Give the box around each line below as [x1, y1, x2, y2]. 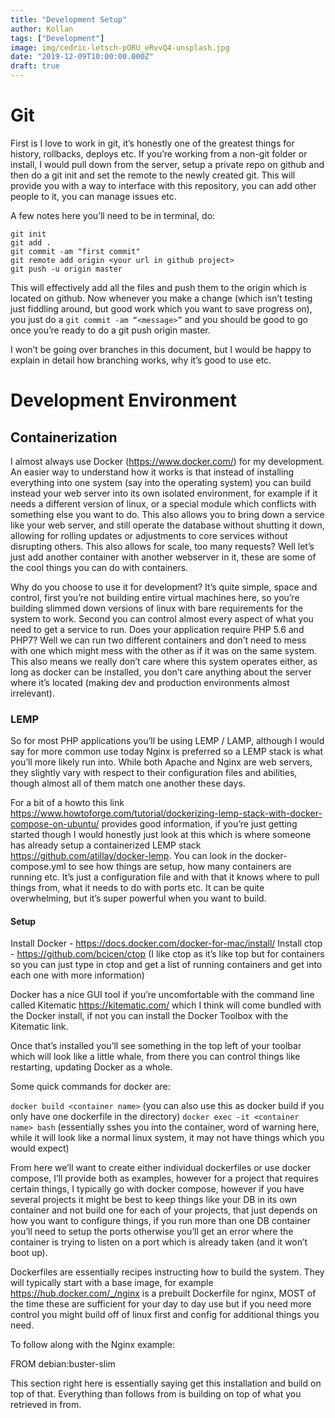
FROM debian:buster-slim [10, 1358, 116, 1370]
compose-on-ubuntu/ [10, 818, 100, 830]
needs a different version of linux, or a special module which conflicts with [10, 497, 317, 510]
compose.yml [10, 861, 67, 873]
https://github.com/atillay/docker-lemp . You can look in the [10, 850, 253, 862]
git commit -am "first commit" [10, 246, 141, 256]
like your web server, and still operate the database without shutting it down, [10, 519, 325, 531]
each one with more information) [10, 969, 145, 981]
